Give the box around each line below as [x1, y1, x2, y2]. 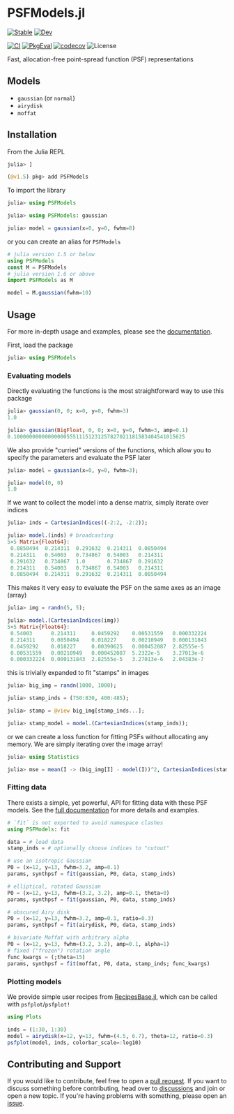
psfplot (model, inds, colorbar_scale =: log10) [7, 1039, 141, 1046]
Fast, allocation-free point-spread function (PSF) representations [7, 54, 194, 64]
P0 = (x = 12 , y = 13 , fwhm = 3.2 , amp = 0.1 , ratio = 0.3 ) [7, 915, 155, 922]
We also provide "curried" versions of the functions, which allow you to [7, 445, 212, 454]
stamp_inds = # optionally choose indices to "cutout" [7, 845, 170, 852]
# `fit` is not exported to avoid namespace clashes [7, 819, 164, 826]
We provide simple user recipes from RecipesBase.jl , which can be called [7, 993, 218, 1001]
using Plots [7, 1013, 42, 1020]
